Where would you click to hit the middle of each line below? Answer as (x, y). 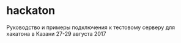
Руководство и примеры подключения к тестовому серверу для (91, 27)
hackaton (31, 11)
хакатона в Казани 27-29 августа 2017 (56, 33)
